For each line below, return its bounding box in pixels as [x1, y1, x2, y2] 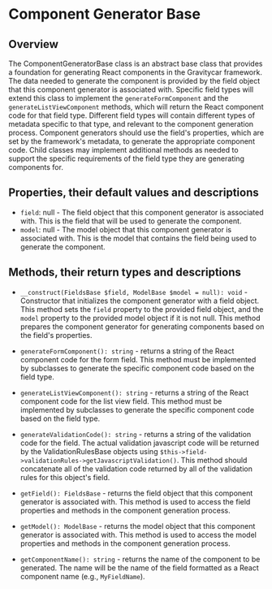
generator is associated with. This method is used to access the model [19, 530, 257, 539]
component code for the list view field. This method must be [19, 396, 222, 406]
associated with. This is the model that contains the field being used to [19, 233, 257, 243]
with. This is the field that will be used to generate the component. [19, 216, 242, 226]
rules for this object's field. [19, 472, 110, 482]
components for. [8, 162, 63, 171]
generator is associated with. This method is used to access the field [19, 496, 251, 506]
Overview [8, 37, 59, 51]
